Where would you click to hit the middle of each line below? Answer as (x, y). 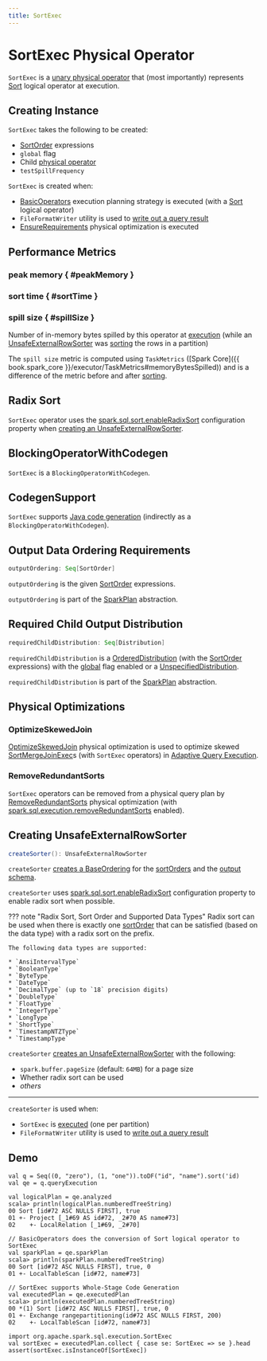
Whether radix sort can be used (72, 1077)
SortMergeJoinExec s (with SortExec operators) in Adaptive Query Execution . (133, 755)
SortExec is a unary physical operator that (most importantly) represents (126, 77)
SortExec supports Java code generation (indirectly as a (100, 517)
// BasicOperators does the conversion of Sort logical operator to (124, 1239)
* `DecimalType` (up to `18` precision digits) (89, 990)
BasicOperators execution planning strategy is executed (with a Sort (131, 202)
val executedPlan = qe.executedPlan (69, 1295)
